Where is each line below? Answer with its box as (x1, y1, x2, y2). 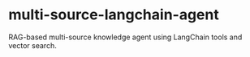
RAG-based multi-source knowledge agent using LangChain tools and (8, 32, 243, 42)
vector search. (8, 40, 57, 50)
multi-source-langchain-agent (8, 6, 219, 24)
